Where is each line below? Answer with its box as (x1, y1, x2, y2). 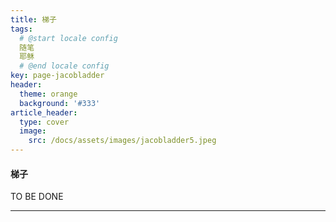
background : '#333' (19, 98, 101, 108)
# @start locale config (19, 33, 118, 43)
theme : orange (19, 89, 78, 99)
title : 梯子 (10, 14, 57, 25)
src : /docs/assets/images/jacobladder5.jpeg (28, 136, 217, 146)
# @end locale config (19, 61, 110, 71)
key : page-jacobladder (10, 71, 105, 81)
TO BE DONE (10, 191, 64, 203)
